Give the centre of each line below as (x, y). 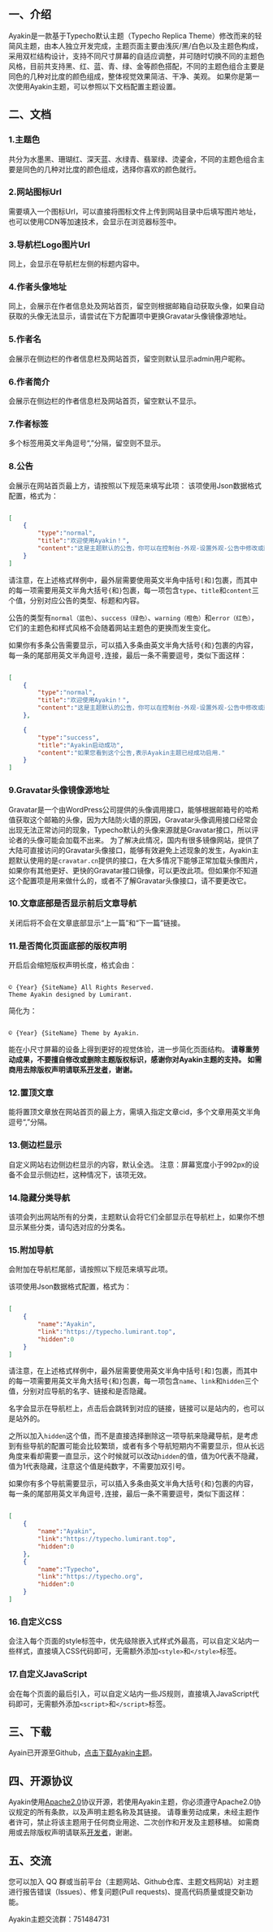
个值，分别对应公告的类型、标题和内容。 (76, 600)
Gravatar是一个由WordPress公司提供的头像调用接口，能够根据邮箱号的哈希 (134, 809)
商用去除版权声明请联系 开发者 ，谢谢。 (72, 1070)
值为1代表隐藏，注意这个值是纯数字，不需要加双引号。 (99, 1466)
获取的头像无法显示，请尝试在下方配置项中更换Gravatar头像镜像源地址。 (130, 316)
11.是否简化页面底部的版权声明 (68, 946)
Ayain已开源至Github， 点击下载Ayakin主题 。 (82, 1752)
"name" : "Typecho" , (69, 1569)
